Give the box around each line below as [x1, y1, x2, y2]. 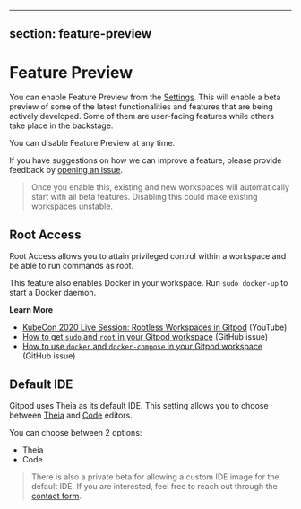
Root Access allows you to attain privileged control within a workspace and [9, 251, 287, 262]
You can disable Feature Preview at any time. [9, 138, 176, 149]
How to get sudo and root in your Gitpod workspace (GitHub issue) [21, 332, 269, 342]
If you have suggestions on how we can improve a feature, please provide [9, 155, 282, 166]
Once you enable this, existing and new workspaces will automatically [30, 182, 289, 193]
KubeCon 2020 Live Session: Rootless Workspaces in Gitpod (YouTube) [21, 322, 288, 332]
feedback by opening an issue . [9, 165, 124, 176]
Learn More [9, 305, 54, 315]
